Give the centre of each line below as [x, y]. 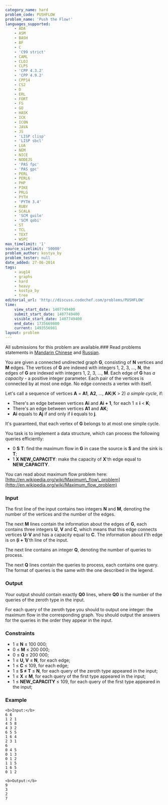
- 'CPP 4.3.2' [29, 71]
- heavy [22, 286]
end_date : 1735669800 [37, 323]
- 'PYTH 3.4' [28, 202]
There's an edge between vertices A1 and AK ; [60, 409]
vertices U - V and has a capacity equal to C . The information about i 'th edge [84, 535]
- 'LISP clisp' [30, 136]
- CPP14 [22, 80]
